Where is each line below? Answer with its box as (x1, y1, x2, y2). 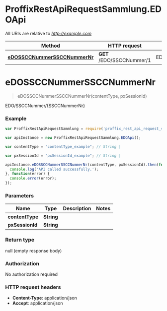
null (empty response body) (5, 248, 62, 253)
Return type (5, 237, 35, 244)
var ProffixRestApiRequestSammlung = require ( (5, 126, 103, 131)
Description (63, 205, 91, 212)
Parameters (5, 192, 34, 199)
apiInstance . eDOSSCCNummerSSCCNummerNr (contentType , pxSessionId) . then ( (5, 162, 159, 167)
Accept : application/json (12, 300, 63, 306)
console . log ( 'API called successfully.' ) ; (9, 167, 99, 172)
